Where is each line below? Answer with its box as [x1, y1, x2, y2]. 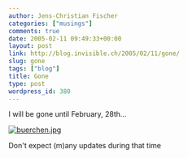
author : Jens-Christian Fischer [8, 11, 118, 20]
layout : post [8, 42, 53, 50]
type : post [8, 79, 46, 88]
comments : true [8, 27, 60, 35]
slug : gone [8, 58, 46, 66]
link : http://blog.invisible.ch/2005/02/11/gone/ [8, 49, 181, 58]
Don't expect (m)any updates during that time [8, 141, 161, 151]
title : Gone [8, 72, 49, 80]
